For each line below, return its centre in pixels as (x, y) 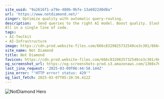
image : (12, 46)
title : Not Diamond (25, 55)
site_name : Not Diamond (29, 50)
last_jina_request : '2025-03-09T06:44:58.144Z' (54, 69)
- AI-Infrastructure (26, 41)
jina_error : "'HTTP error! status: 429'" (48, 73)
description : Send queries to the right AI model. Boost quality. (76, 23)
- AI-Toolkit (18, 37)
